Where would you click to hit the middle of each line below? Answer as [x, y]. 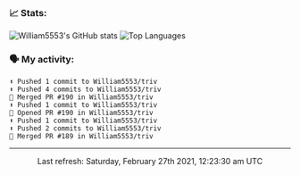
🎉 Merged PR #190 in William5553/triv [81, 97]
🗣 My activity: [42, 60]
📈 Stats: [28, 12]
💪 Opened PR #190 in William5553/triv [81, 112]
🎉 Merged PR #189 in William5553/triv [81, 136]
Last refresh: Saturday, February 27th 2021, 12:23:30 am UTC [150, 161]
